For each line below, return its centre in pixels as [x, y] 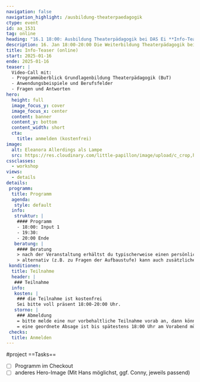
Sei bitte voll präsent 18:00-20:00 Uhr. [69, 304]
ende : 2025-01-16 [28, 61]
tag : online [21, 34]
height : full [28, 100]
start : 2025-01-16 [29, 56]
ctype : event [22, 23]
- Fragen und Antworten [41, 89]
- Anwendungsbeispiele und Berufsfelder [62, 84]
